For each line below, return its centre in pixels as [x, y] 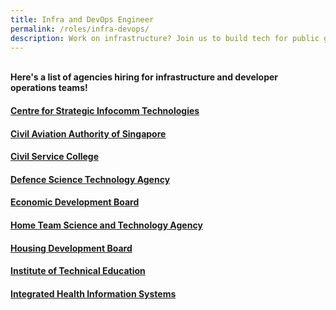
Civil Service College [55, 157]
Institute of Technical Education [78, 271]
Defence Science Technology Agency [90, 179]
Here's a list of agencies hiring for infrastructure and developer [144, 77]
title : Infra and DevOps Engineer [82, 19]
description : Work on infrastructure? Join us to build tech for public [165, 38]
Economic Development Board [75, 202]
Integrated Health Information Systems [93, 293]
